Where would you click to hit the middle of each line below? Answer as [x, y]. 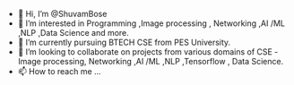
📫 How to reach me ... [59, 71]
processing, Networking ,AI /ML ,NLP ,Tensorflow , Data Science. [164, 61]
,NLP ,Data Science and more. [73, 33]
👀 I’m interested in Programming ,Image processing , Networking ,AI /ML [151, 23]
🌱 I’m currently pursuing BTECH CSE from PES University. [124, 42]
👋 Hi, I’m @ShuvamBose [62, 14]
